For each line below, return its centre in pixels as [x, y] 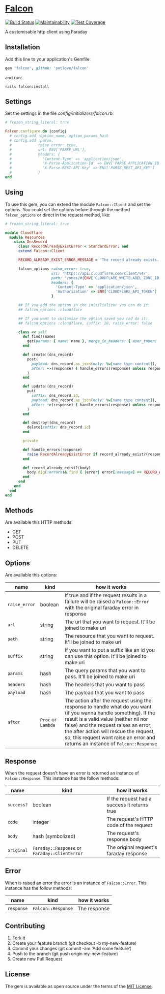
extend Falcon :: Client [41, 251]
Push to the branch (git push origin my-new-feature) [65, 954]
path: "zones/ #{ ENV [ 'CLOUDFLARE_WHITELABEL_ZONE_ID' [106, 278]
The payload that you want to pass [105, 693]
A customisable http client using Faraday [46, 32]
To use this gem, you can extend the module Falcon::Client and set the [78, 204]
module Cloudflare [24, 233]
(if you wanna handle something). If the [110, 713]
